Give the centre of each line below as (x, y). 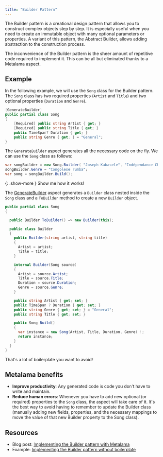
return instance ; (35, 337)
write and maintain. (31, 391)
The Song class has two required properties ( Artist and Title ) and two (76, 96)
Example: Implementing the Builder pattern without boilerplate (74, 450)
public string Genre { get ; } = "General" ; (58, 137)
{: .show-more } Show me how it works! (45, 183)
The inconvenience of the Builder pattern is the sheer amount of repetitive (79, 53)
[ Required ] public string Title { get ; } (56, 128)
